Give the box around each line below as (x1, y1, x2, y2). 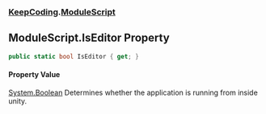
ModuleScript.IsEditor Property (8, 31, 170, 45)
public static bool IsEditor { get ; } (8, 52, 139, 60)
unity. (8, 96, 27, 106)
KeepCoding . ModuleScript (8, 6, 116, 18)
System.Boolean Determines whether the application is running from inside (8, 88, 259, 97)
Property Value (8, 70, 61, 79)
